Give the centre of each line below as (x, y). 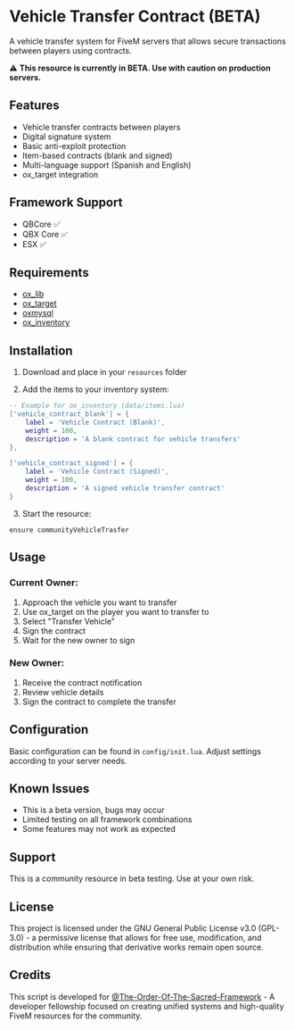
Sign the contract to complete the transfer (99, 702)
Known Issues (49, 789)
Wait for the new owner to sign (78, 640)
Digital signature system (66, 137)
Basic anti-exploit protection (74, 145)
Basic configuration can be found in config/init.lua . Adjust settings (135, 751)
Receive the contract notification (82, 682)
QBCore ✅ (41, 224)
